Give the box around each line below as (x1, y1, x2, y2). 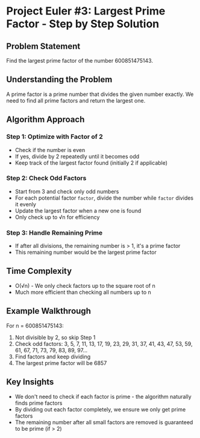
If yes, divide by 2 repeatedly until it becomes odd (14, 153, 140, 160)
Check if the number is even (14, 146, 86, 153)
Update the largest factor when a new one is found (14, 207, 142, 214)
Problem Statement (6, 41, 81, 51)
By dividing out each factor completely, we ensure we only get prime (14, 405, 186, 413)
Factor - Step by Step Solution (6, 17, 160, 31)
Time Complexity (6, 266, 72, 276)
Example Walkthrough (6, 306, 92, 316)
